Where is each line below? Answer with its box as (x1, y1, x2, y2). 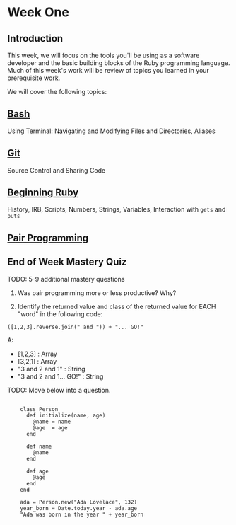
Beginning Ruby (7, 187, 79, 199)
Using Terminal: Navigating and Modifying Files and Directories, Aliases (7, 127, 216, 135)
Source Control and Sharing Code (7, 166, 106, 174)
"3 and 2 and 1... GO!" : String (17, 372, 104, 381)
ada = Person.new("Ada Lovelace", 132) (20, 498, 138, 506)
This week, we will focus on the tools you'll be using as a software (7, 51, 200, 59)
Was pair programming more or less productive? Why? (17, 288, 177, 297)
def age (25, 468, 49, 475)
